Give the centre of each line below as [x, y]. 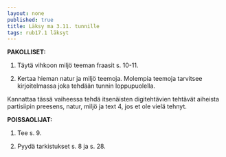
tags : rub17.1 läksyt [38, 33]
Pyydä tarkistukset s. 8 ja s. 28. [61, 146]
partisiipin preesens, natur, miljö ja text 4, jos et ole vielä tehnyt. [97, 106]
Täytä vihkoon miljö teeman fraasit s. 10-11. [78, 65]
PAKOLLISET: [26, 52]
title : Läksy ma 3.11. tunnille [53, 26]
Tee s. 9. [29, 133]
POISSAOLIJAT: [30, 120]
